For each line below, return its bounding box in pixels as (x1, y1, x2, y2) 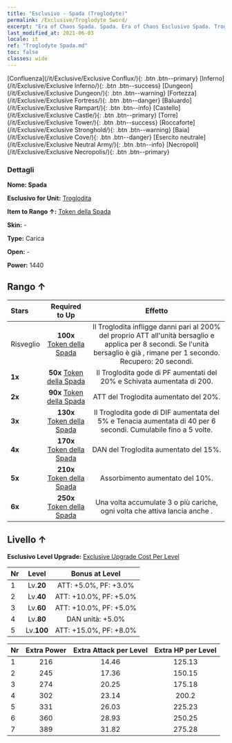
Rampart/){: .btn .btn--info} (75, 103, 152, 111)
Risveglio (10, 339, 40, 349)
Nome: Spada (7, 181, 47, 189)
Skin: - (7, 221, 27, 229)
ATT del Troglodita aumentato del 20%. (93, 392, 221, 401)
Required (50, 302, 81, 311)
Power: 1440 (7, 261, 44, 270)
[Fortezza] (167, 89, 197, 97)
